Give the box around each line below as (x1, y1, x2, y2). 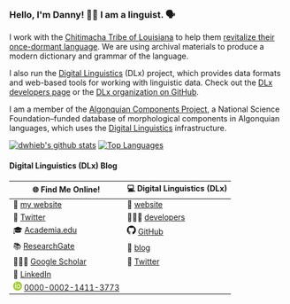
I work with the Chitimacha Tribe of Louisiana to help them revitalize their (9, 32, 276, 43)
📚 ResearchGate (12, 241, 75, 251)
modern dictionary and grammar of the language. (9, 51, 189, 61)
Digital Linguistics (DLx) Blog (9, 160, 118, 171)
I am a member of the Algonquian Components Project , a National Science (9, 104, 280, 114)
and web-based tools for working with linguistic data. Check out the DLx (9, 77, 273, 88)
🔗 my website (12, 199, 62, 210)
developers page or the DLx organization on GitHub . (9, 87, 199, 97)
